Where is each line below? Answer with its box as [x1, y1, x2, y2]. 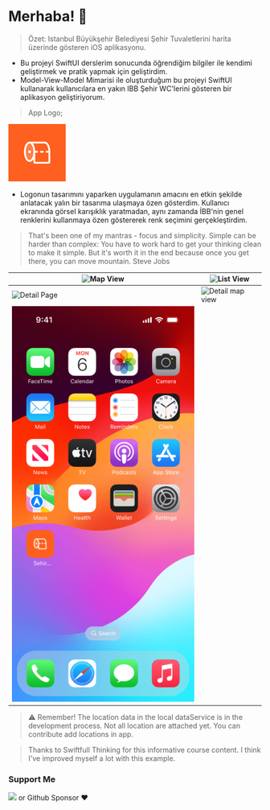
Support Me [8, 773, 56, 784]
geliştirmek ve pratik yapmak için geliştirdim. [19, 66, 168, 76]
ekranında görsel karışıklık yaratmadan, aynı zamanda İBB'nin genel [19, 206, 243, 216]
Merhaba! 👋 [8, 7, 88, 26]
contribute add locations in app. [27, 729, 134, 739]
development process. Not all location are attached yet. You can [27, 721, 241, 730]
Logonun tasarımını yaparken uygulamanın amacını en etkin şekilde [19, 189, 243, 199]
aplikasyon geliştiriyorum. [19, 92, 105, 101]
